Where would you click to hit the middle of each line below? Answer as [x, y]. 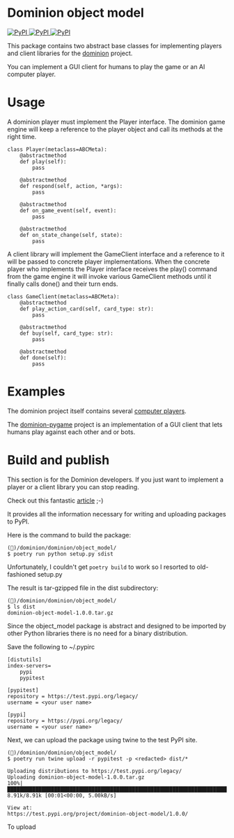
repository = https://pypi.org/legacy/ [65, 721]
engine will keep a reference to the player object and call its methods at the [115, 129]
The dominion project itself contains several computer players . [97, 411]
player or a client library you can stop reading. [73, 486]
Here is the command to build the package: [69, 535]
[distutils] [24, 659]
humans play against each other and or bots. [71, 432]
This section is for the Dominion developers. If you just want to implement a [116, 479]
